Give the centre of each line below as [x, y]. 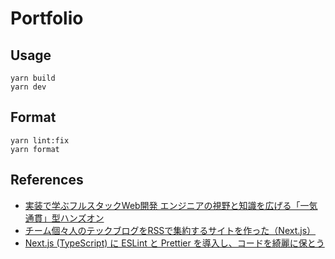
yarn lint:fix [40, 140]
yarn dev [28, 87]
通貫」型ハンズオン [64, 218]
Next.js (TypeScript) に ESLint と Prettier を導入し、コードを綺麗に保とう [174, 243]
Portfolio [47, 18]
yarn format [35, 149]
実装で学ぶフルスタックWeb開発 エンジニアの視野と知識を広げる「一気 [171, 205]
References [47, 180]
